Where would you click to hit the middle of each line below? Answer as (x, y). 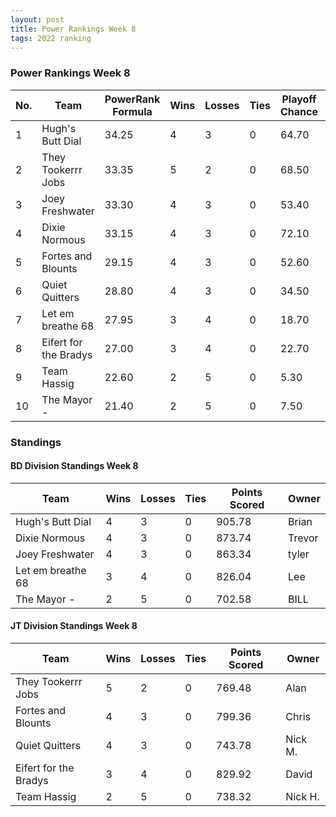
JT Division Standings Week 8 (74, 626)
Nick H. (302, 796)
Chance (298, 111)
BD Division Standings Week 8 (74, 466)
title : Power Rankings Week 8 (73, 29)
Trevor (303, 538)
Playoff (299, 99)
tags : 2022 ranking (51, 38)
